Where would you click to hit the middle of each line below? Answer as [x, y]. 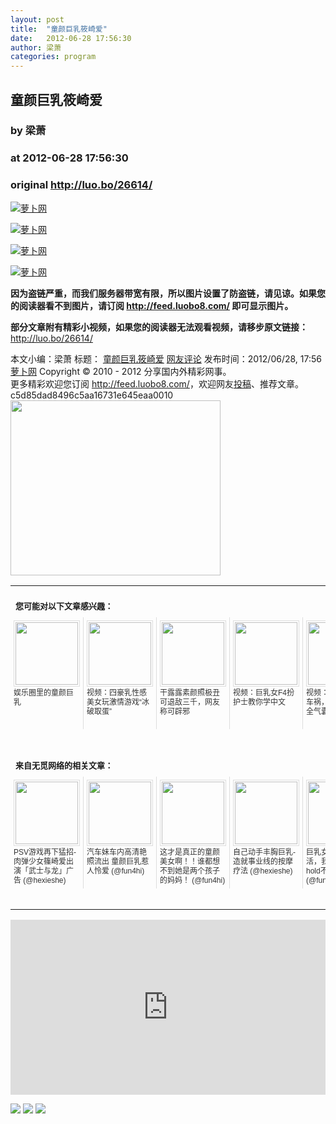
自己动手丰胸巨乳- [264, 852]
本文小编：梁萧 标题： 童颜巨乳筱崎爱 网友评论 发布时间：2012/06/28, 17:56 [166, 358]
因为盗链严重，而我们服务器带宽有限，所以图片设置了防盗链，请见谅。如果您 [168, 293]
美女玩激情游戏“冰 [118, 702]
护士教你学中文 [260, 702]
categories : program [53, 57]
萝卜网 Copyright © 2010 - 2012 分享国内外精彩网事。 [121, 371]
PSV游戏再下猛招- [45, 852]
